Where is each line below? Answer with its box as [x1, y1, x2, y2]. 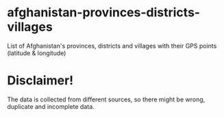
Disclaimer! [7, 73, 74, 88]
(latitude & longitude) [7, 49, 66, 57]
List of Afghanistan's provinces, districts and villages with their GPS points [7, 41, 217, 50]
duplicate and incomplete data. [7, 102, 95, 110]
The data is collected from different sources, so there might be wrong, [7, 95, 206, 103]
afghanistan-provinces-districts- [7, 5, 201, 20]
